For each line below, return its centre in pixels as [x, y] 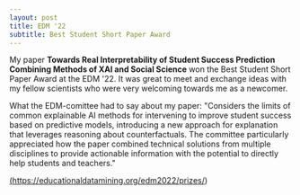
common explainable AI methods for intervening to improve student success [150, 115]
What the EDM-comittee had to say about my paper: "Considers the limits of [150, 106]
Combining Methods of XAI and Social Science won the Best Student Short [150, 69]
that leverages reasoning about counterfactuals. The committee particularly [149, 135]
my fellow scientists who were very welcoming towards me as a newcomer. [149, 89]
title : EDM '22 [38, 26]
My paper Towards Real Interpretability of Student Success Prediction [142, 60]
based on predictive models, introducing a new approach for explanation [144, 125]
